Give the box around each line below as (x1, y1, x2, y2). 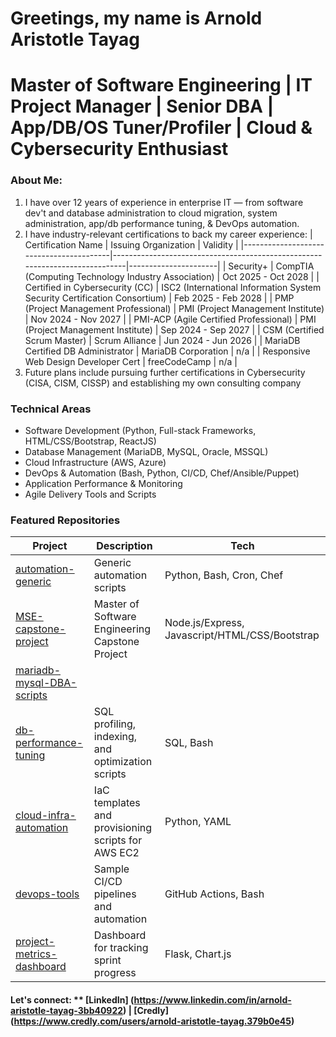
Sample (93, 862, 130, 876)
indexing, (93, 730, 138, 744)
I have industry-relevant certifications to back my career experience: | (24, 228, 313, 240)
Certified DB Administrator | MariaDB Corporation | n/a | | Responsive (24, 345, 311, 357)
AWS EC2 (93, 846, 140, 860)
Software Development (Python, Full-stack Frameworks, (24, 424, 257, 436)
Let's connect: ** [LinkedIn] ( (10, 993, 135, 1006)
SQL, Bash (164, 736, 214, 750)
